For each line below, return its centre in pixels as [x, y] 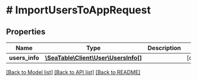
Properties [26, 32]
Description [164, 48]
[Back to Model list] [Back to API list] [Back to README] [73, 72]
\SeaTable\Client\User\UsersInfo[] [94, 58]
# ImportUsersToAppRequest [79, 10]
